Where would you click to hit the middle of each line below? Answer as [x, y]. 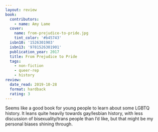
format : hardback [28, 89]
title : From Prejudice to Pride [44, 56]
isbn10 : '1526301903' [32, 43]
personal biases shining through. [39, 124]
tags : [16, 61]
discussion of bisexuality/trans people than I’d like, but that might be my [79, 119]
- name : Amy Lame [32, 24]
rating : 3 [20, 94]
